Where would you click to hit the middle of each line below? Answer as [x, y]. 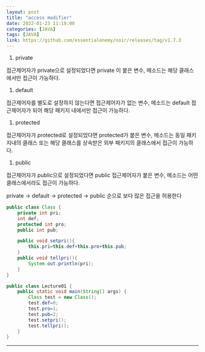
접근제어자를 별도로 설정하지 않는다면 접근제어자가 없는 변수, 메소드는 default [98, 102]
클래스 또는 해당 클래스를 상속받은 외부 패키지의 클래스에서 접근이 [100, 143]
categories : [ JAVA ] [31, 29]
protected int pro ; [42, 224]
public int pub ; [38, 230]
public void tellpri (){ [48, 258]
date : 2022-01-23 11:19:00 [41, 23]
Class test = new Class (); [63, 297]
